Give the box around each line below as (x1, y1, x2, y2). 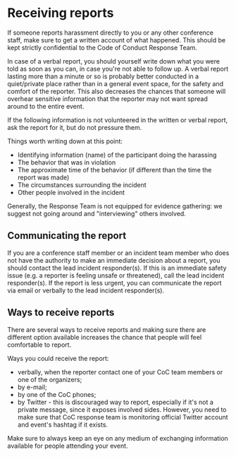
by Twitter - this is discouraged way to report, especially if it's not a (17, 398, 213, 406)
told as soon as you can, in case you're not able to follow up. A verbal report (7, 64, 229, 73)
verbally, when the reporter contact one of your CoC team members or (17, 367, 223, 376)
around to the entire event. (7, 102, 85, 110)
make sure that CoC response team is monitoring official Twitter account (17, 413, 228, 421)
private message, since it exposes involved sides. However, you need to (17, 405, 227, 414)
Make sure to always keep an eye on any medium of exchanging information (7, 434, 229, 442)
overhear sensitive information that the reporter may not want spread (7, 94, 208, 103)
